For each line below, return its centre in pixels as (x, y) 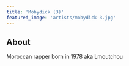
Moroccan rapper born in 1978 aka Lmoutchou (65, 57)
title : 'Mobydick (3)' (35, 12)
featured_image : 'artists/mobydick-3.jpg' (61, 18)
